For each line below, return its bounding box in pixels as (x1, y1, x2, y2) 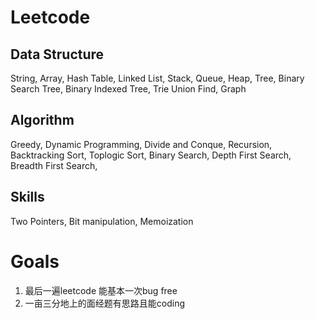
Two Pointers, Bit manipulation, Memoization (10, 215, 194, 227)
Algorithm (10, 112, 75, 129)
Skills (10, 189, 45, 206)
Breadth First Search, (10, 159, 98, 171)
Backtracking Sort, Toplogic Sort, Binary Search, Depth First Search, (10, 149, 292, 161)
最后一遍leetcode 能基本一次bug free (24, 284, 178, 296)
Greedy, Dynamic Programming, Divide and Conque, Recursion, (10, 138, 273, 150)
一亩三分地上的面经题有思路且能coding (24, 297, 186, 309)
